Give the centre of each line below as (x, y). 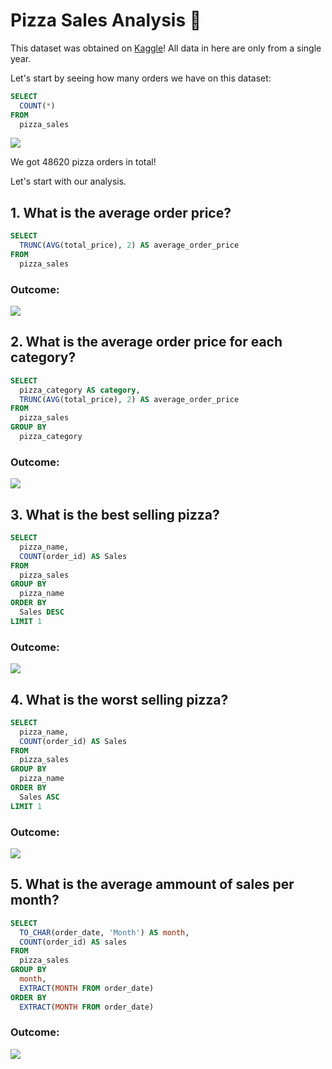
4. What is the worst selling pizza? (119, 699)
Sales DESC (42, 612)
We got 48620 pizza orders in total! (83, 162)
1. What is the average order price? (121, 212)
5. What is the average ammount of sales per (152, 884)
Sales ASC (39, 797)
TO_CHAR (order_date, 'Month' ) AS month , (104, 932)
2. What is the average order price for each (146, 342)
